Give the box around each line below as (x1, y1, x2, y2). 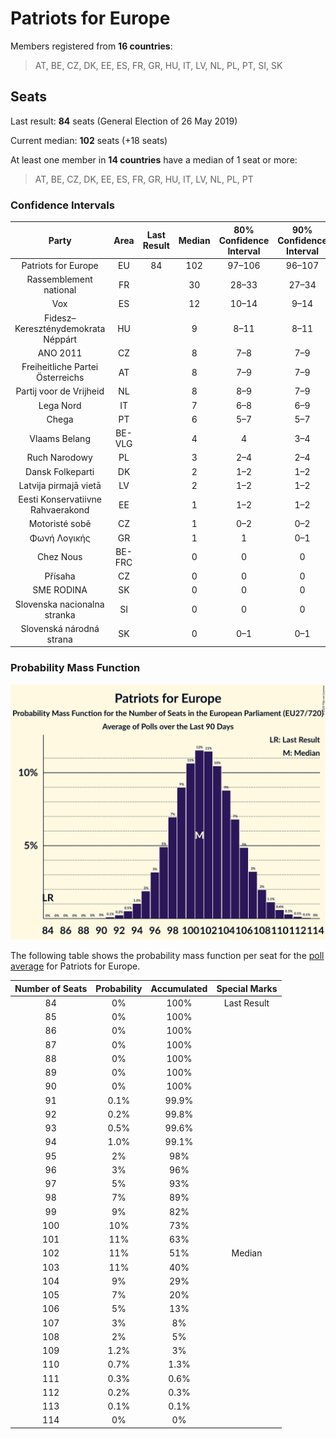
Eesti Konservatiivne (18, 493, 102, 506)
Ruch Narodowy (26, 452, 93, 464)
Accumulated (150, 982, 208, 994)
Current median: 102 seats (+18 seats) (10, 134, 168, 146)
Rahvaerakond (29, 504, 90, 516)
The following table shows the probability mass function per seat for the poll (10, 950, 325, 962)
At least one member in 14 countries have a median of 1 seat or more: (10, 153, 298, 166)
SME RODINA (32, 584, 88, 596)
